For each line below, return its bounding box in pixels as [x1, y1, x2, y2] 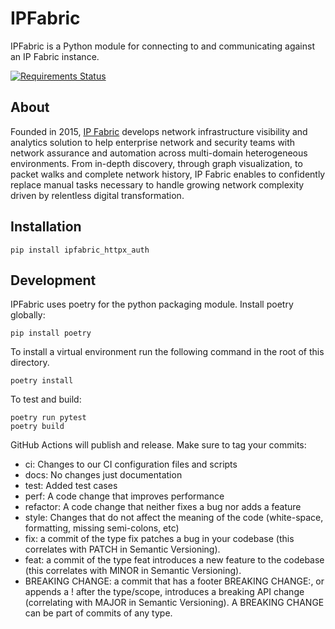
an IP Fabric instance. [10, 50, 100, 62]
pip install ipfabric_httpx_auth [10, 245, 150, 255]
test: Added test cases [24, 480, 118, 492]
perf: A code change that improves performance [24, 490, 225, 502]
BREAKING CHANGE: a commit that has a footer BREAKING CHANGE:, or [24, 575, 325, 587]
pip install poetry [10, 328, 92, 339]
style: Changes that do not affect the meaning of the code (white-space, [24, 512, 324, 524]
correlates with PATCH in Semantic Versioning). [24, 543, 221, 556]
